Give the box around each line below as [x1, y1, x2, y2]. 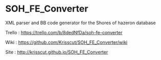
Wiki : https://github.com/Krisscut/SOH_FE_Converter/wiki [5, 39, 128, 45]
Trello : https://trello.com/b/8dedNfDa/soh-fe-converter [5, 29, 123, 35]
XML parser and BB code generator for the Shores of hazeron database [5, 20, 156, 26]
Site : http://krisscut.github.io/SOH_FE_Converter [5, 49, 108, 55]
